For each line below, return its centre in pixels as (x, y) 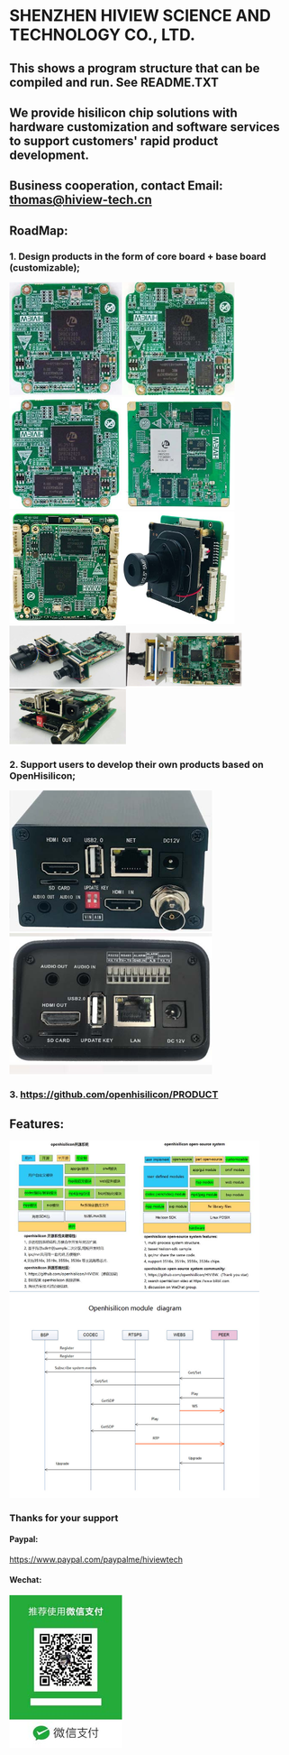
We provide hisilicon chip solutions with (124, 112)
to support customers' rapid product (114, 141)
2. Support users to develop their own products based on (136, 764)
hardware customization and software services (145, 127)
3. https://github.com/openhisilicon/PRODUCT (114, 1095)
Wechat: (26, 1580)
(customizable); (45, 267)
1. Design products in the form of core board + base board (138, 256)
